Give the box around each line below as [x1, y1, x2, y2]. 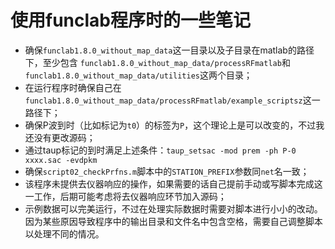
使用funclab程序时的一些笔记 [10, 9, 251, 32]
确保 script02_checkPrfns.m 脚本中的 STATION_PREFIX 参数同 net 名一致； [24, 165, 310, 177]
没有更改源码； [33, 131, 96, 143]
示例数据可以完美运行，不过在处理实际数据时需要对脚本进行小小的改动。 [24, 202, 323, 215]
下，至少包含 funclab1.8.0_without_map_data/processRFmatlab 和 [24, 56, 291, 68]
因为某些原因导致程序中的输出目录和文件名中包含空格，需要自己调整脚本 [24, 215, 323, 227]
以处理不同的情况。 [24, 227, 105, 240]
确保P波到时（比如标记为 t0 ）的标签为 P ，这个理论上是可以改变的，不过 [24, 119, 317, 131]
